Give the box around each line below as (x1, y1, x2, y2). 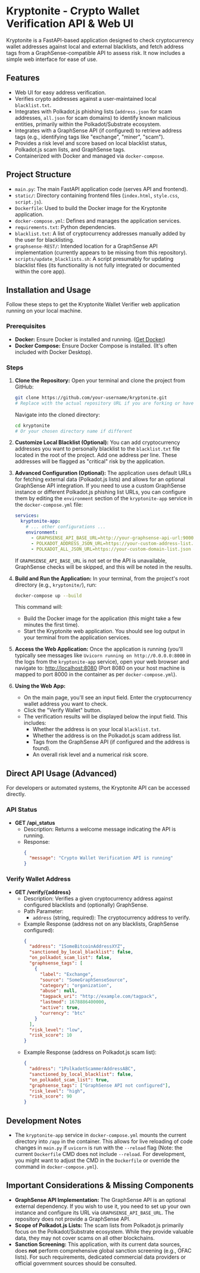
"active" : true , (39, 1004, 80, 1010)
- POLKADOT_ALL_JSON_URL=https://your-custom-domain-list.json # (30, 546, 196, 552)
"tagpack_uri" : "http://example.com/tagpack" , (39, 994, 158, 1000)
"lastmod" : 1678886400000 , (39, 999, 107, 1005)
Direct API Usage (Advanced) (6, 768, 117, 778)
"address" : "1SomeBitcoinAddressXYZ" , (29, 944, 126, 950)
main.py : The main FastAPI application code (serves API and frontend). (14, 185, 189, 192)
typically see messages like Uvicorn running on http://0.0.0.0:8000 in (14, 652, 191, 659)
